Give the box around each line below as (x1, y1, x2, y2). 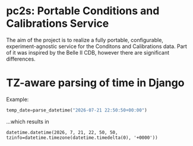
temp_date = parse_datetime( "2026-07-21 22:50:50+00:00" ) (6, 107, 147, 113)
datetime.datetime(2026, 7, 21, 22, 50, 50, (6, 129, 118, 135)
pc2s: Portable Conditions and (6, 4, 160, 18)
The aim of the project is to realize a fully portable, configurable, (6, 36, 163, 43)
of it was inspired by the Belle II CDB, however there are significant (6, 49, 170, 56)
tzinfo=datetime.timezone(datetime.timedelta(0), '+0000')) (6, 135, 159, 141)
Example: (6, 96, 29, 103)
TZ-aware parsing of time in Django (6, 76, 185, 90)
